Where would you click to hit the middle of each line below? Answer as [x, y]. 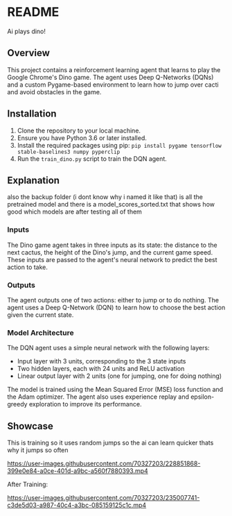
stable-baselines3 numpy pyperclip [69, 152]
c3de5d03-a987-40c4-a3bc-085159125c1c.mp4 [77, 505]
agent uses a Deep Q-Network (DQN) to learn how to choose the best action [116, 307]
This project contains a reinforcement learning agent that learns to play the [114, 69]
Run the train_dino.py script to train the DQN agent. [92, 158]
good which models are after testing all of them [74, 212]
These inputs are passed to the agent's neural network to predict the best [112, 259]
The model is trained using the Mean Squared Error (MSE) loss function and [115, 390]
